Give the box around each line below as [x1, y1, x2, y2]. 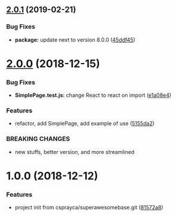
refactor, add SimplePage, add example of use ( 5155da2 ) [14, 120, 155, 127]
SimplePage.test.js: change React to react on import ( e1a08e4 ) [14, 92, 172, 99]
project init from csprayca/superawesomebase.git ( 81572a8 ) [14, 204, 164, 211]
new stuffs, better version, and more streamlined [14, 148, 135, 155]
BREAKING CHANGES [6, 135, 70, 143]
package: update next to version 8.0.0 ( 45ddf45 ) [14, 36, 136, 43]
